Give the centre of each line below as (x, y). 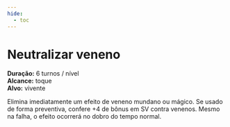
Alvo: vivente (26, 88)
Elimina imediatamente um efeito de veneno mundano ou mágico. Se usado (115, 102)
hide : (15, 14)
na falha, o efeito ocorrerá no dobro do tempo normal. (84, 117)
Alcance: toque (30, 81)
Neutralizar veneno (64, 54)
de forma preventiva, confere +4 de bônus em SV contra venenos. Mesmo (114, 109)
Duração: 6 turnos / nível (43, 74)
